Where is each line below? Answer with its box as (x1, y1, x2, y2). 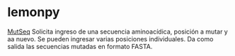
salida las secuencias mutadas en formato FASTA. (7, 42, 153, 50)
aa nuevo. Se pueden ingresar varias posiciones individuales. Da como (7, 34, 214, 43)
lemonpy (7, 4, 60, 20)
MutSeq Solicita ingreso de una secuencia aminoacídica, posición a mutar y (7, 27, 228, 36)
